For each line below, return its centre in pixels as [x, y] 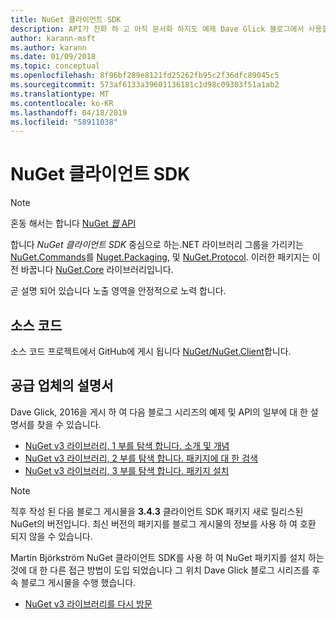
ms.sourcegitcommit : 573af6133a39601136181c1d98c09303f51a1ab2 [145, 85]
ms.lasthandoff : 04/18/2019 [69, 112]
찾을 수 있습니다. [69, 424]
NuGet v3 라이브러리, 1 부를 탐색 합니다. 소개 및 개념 [127, 445]
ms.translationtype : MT [60, 94]
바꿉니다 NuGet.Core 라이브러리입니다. [97, 270]
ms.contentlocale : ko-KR [62, 103]
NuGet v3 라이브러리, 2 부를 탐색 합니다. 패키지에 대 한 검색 [141, 458]
